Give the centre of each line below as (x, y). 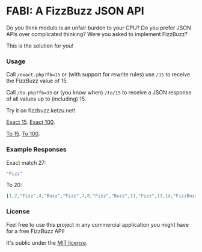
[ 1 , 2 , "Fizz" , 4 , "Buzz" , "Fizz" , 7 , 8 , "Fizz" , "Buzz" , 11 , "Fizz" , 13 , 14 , (90, 196)
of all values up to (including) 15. (46, 99)
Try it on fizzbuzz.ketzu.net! (41, 111)
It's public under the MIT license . (47, 242)
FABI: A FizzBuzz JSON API (75, 11)
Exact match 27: (26, 162)
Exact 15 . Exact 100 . (31, 122)
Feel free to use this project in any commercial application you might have (98, 224)
